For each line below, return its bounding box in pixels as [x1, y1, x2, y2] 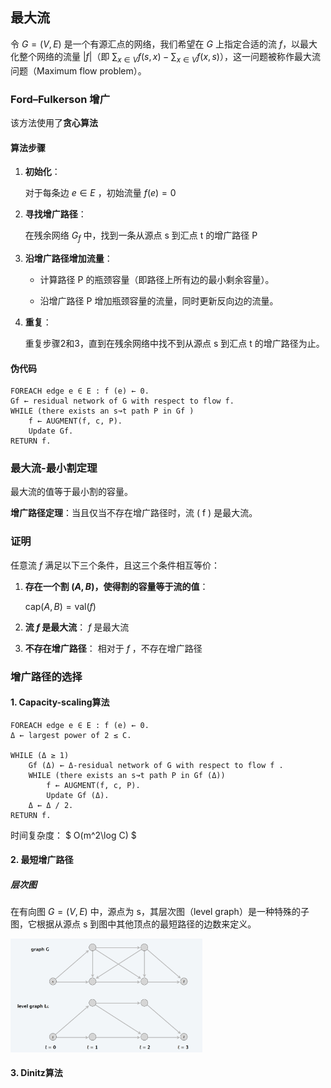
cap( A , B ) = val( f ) [24, 600, 97, 612]
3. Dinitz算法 [10, 1067, 63, 1079]
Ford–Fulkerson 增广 [10, 92, 111, 106]
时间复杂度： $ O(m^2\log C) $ [10, 829, 137, 841]
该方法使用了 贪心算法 [10, 116, 98, 128]
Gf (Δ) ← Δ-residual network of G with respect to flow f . [28, 760, 284, 770]
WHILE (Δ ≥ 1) [10, 750, 70, 760]
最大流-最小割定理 [10, 461, 98, 475]
